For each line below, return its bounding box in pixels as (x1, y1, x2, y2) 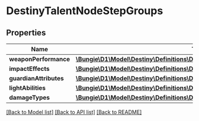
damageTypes (9, 93, 50, 102)
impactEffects (9, 65, 50, 73)
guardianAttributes (9, 74, 64, 82)
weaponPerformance (9, 55, 70, 63)
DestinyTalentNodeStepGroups (6, 4, 163, 18)
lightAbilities (9, 84, 46, 92)
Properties (6, 28, 46, 38)
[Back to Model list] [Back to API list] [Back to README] (6, 109, 142, 116)
